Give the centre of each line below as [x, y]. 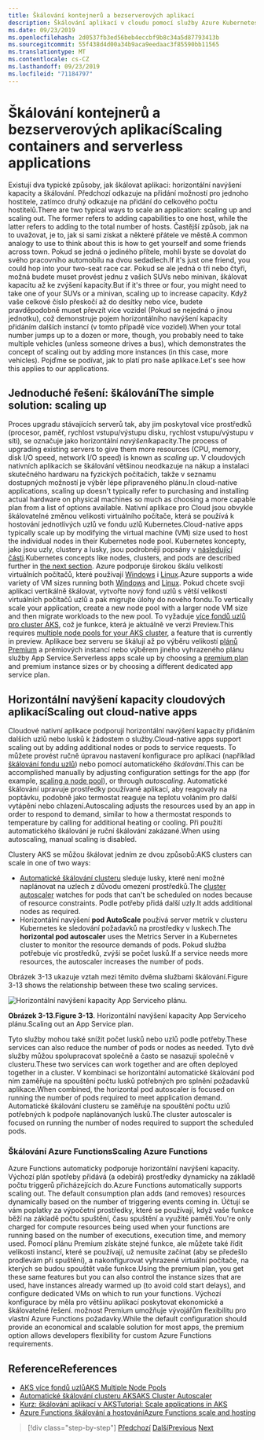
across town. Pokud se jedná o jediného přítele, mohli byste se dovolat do [127, 252]
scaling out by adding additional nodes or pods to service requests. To [122, 748]
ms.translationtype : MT [47, 52]
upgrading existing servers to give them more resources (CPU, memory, [125, 450]
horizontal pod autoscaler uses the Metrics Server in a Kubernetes [128, 937]
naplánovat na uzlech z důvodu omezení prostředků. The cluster [123, 887]
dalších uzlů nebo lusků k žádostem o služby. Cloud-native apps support [125, 739]
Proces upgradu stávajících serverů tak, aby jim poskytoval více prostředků [130, 424]
